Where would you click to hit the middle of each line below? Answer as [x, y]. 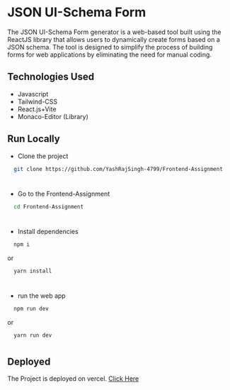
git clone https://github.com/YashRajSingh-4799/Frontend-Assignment [118, 169]
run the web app [41, 296]
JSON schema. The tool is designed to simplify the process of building [110, 47]
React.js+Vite [37, 109]
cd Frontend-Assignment [48, 206]
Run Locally [34, 139]
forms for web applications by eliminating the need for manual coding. [110, 55]
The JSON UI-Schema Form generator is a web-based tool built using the [114, 32]
